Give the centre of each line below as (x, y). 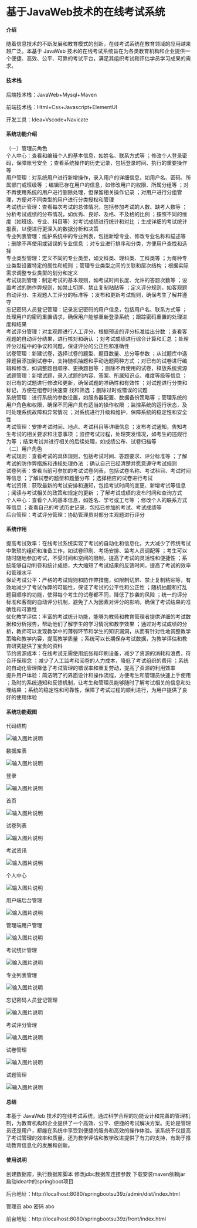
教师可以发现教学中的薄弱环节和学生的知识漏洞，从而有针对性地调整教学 (103, 631)
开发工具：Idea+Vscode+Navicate (47, 119)
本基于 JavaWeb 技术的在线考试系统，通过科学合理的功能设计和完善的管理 (96, 1116)
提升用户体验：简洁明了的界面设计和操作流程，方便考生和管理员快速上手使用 (98, 675)
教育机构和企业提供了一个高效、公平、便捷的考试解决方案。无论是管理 (106, 1123)
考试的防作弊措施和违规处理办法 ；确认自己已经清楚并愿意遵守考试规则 (91, 463)
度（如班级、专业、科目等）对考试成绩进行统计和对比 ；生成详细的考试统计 (97, 221)
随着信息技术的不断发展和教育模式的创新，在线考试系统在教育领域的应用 (93, 44)
